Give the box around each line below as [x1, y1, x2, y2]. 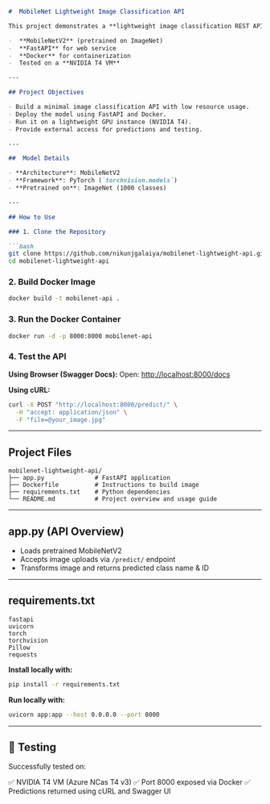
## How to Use [8, 213, 56, 221]
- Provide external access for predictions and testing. [8, 125, 203, 133]
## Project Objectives [8, 89, 84, 97]
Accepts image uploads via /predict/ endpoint [19, 555, 176, 564]
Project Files [8, 445, 72, 459]
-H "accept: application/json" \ [15, 408, 128, 416]
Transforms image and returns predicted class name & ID [19, 563, 210, 573]
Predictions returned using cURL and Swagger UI [8, 786, 171, 796]
